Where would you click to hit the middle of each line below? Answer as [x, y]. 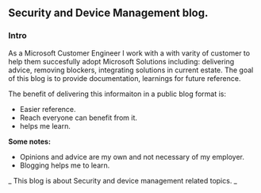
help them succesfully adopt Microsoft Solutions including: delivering [121, 61]
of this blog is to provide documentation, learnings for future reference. [125, 78]
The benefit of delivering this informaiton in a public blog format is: [117, 94]
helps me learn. [45, 125]
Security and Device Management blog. [108, 13]
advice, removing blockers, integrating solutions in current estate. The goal [131, 70]
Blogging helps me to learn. [65, 165]
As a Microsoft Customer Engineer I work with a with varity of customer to [129, 53]
